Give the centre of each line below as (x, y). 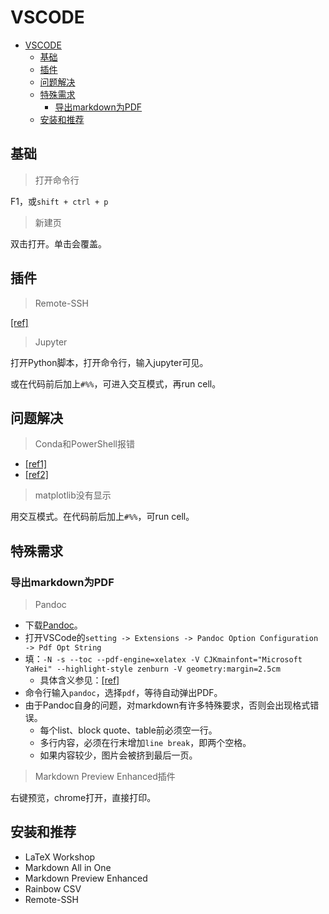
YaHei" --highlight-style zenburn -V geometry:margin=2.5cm (152, 669)
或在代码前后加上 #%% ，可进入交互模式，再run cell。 (116, 383)
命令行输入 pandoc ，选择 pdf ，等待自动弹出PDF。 (123, 693)
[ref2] (36, 475)
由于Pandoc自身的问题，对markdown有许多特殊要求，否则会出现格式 (167, 705)
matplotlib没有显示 (73, 495)
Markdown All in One (68, 867)
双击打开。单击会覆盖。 (58, 243)
